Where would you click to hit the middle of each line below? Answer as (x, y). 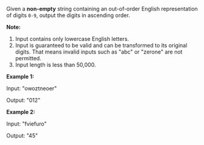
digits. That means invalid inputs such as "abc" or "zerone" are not (99, 52)
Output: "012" (23, 100)
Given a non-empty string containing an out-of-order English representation (102, 9)
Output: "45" (22, 136)
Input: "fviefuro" (26, 124)
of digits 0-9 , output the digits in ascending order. (68, 15)
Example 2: (21, 112)
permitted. (28, 58)
